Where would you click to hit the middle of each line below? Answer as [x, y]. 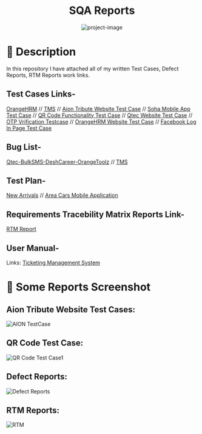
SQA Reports [102, 11]
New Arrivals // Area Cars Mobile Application [62, 195]
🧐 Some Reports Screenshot [79, 287]
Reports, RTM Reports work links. [48, 75]
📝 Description [41, 52]
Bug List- [24, 147]
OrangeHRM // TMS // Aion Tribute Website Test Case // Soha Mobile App [99, 109]
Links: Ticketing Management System [53, 262]
